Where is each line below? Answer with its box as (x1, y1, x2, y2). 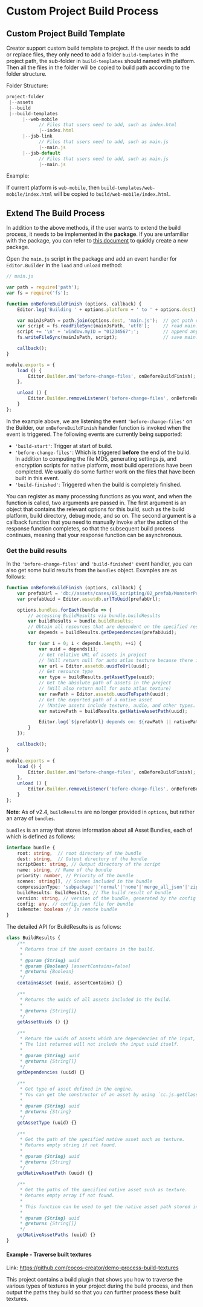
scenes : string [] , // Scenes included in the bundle (17, 878, 153, 884)
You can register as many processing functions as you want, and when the (6, 492, 192, 500)
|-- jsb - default (22, 150, 61, 156)
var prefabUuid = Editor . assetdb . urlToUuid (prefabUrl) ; (17, 596, 161, 602)
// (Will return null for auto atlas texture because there (38, 657, 193, 663)
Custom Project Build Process (6, 4, 159, 18)
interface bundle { (6, 844, 56, 851)
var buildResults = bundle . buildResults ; (28, 618, 134, 624)
